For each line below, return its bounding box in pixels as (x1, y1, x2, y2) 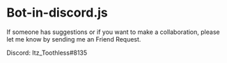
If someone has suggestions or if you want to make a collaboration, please (6, 28, 220, 36)
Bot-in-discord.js (6, 5, 109, 21)
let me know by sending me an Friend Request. (6, 35, 141, 43)
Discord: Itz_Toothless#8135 (6, 48, 88, 57)
